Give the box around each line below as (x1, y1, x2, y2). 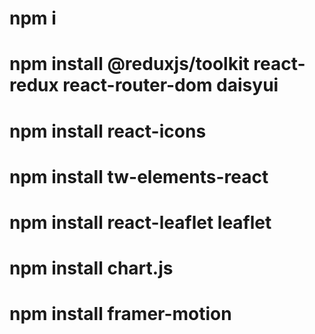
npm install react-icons (9, 120, 207, 142)
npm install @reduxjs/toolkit (9, 53, 250, 76)
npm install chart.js (9, 257, 174, 280)
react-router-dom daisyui (62, 74, 279, 97)
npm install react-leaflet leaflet (9, 211, 272, 234)
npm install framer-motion (9, 303, 232, 326)
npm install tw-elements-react (9, 165, 269, 188)
